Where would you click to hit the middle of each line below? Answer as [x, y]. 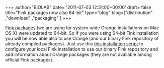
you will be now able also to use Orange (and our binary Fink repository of [82, 38]
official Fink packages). [29, 60]
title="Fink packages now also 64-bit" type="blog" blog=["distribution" [79, 13]
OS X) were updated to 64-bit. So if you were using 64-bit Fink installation [82, 33]
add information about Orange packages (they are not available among [78, 54]
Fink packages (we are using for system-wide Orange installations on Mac [82, 28]
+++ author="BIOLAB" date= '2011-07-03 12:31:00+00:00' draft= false [78, 7]
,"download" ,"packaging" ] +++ [38, 18]
